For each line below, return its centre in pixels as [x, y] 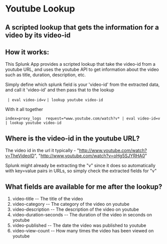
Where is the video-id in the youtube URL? [72, 138]
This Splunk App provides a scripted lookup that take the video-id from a [80, 64]
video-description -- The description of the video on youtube [76, 209]
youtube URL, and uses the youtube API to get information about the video [82, 70]
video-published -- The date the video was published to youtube [79, 225]
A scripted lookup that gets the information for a [82, 27]
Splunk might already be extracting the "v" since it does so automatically [80, 166]
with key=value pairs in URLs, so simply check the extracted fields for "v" [81, 171]
